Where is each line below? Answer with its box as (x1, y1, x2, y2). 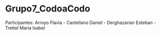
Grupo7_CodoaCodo (5, 3, 90, 14)
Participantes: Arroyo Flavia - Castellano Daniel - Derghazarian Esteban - (5, 19, 156, 25)
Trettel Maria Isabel (5, 24, 45, 30)
